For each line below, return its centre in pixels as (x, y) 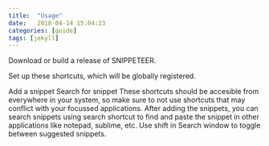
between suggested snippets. (57, 134)
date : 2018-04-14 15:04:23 (57, 23)
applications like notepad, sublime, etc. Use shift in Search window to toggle (134, 125)
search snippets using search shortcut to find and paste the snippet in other (134, 117)
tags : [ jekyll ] (34, 38)
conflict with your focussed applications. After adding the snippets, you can (133, 109)
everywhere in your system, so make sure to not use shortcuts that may (127, 100)
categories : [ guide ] (43, 30)
